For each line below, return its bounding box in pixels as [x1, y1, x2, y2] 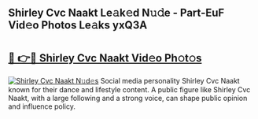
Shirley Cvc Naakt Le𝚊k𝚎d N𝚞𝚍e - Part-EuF [8, 6, 225, 20]
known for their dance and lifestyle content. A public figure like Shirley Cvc [8, 85, 251, 94]
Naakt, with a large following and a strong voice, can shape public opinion [8, 94, 248, 102]
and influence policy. [8, 102, 76, 111]
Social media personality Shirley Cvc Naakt [100, 76, 240, 85]
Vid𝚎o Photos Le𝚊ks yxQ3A [8, 19, 148, 32]
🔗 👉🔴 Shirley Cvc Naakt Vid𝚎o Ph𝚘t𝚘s [8, 51, 202, 65]
